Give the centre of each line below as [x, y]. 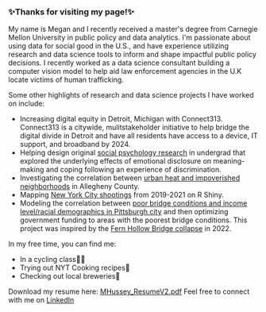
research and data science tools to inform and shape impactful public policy [132, 55]
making [32, 170]
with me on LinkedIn [41, 300]
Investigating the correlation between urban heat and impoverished [130, 178]
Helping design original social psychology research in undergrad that [133, 152]
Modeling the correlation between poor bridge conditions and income [133, 203]
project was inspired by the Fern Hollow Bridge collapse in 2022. [125, 229]
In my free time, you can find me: [62, 244]
